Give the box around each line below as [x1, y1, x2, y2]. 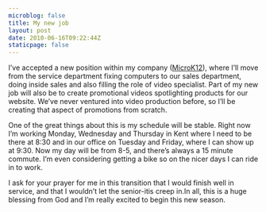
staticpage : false [8, 41, 69, 49]
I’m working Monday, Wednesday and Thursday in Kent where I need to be [8, 129, 253, 139]
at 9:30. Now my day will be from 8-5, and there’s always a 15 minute [8, 146, 233, 156]
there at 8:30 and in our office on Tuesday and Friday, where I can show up [8, 137, 254, 147]
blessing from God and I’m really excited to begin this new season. [8, 195, 226, 205]
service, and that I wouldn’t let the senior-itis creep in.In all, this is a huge [8, 187, 248, 196]
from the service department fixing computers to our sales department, [8, 71, 242, 81]
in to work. [8, 163, 44, 172]
